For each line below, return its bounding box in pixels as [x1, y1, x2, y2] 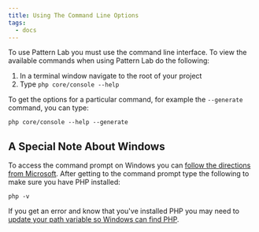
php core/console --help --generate [8, 119, 128, 127]
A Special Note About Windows [8, 139, 165, 153]
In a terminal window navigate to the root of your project [19, 72, 202, 81]
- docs [15, 26, 37, 34]
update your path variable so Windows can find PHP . [8, 215, 179, 224]
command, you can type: [8, 103, 89, 112]
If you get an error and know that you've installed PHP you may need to [8, 206, 240, 216]
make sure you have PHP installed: [8, 178, 120, 187]
